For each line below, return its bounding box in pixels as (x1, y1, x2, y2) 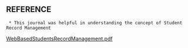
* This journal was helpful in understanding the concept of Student (8, 20, 183, 25)
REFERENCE (6, 5, 52, 14)
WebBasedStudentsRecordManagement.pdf (6, 35, 113, 42)
